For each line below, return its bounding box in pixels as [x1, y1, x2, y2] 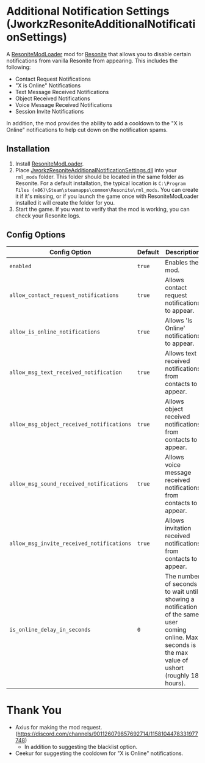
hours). [165, 679, 186, 687]
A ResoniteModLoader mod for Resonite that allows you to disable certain [6, 50, 191, 57]
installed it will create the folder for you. [15, 199, 115, 206]
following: [6, 63, 31, 71]
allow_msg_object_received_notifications [9, 420, 132, 428]
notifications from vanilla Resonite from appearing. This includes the [6, 57, 178, 64]
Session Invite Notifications [15, 108, 84, 115]
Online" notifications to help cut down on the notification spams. [6, 126, 168, 133]
